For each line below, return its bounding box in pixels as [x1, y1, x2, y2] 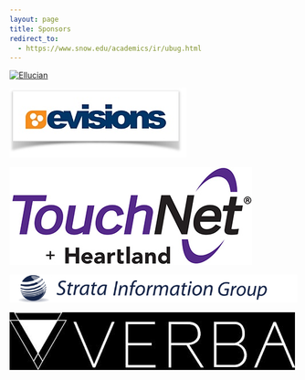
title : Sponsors [9, 24, 71, 34]
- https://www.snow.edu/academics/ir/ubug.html [17, 44, 203, 53]
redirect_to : [9, 34, 59, 43]
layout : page [9, 15, 59, 24]
